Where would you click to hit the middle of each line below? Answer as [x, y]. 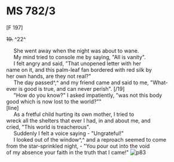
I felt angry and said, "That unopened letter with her [77, 63]
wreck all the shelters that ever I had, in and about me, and [78, 120]
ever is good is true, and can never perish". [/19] [65, 88]
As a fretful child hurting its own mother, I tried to [74, 114]
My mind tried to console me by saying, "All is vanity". [80, 57]
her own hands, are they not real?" [49, 76]
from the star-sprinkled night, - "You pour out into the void [78, 146]
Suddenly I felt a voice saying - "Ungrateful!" [69, 133]
